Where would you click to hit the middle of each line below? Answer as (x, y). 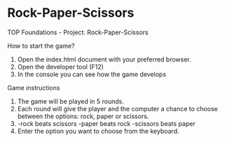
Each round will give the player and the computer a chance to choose (118, 108)
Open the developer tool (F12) (60, 66)
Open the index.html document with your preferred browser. (104, 59)
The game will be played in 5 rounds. (70, 101)
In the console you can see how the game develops (92, 74)
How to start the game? (41, 45)
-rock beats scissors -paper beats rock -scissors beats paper (106, 123)
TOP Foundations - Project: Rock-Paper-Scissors (78, 32)
